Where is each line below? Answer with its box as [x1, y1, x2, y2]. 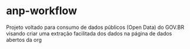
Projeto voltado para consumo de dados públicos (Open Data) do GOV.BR [6, 24, 184, 31]
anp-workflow [6, 4, 78, 18]
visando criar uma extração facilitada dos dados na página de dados [6, 30, 172, 37]
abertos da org [6, 36, 42, 43]
